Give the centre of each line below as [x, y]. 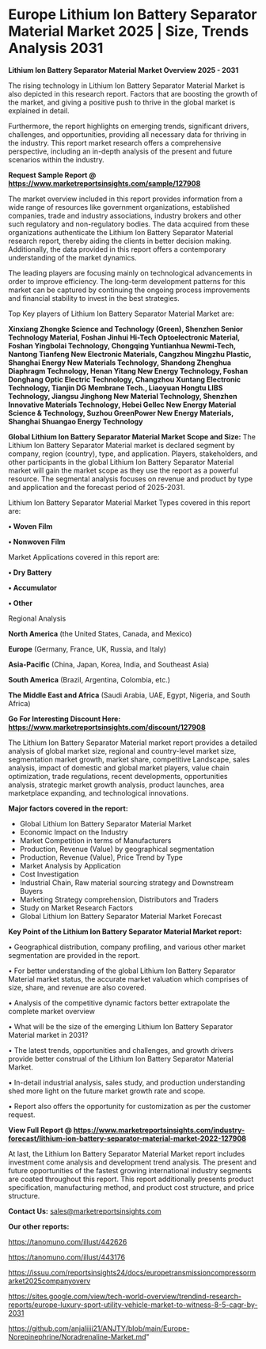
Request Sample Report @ [52, 175]
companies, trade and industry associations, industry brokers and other [125, 215]
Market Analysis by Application [70, 865]
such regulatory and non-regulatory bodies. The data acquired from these [129, 224]
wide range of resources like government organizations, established [119, 207]
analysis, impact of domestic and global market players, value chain [119, 768]
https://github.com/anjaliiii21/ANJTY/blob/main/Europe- [99, 1328]
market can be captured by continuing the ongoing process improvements [129, 290]
